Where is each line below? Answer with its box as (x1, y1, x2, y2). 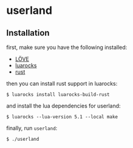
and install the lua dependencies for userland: (6, 102, 121, 109)
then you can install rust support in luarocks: (6, 80, 118, 87)
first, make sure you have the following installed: (6, 43, 128, 51)
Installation (6, 28, 50, 38)
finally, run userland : (6, 124, 58, 132)
